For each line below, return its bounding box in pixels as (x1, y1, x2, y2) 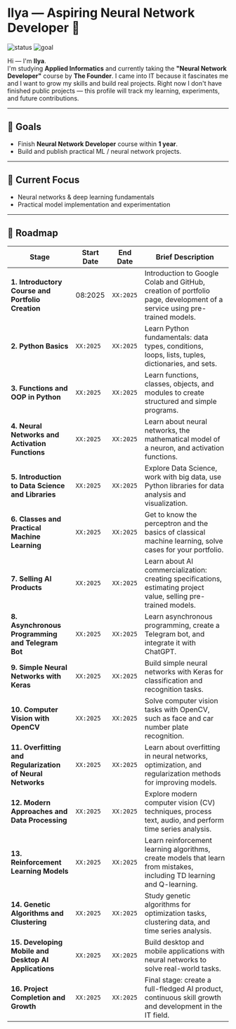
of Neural (11, 769, 44, 779)
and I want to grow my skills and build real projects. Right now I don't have (7, 79, 223, 87)
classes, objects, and (144, 379, 214, 389)
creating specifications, (144, 574, 223, 584)
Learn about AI (144, 556, 194, 566)
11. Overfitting (11, 742, 62, 752)
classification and (144, 676, 203, 686)
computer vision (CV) (144, 798, 216, 808)
